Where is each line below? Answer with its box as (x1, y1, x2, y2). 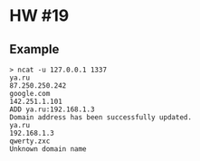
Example (9, 42, 60, 57)
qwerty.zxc (9, 137, 51, 146)
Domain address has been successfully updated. (9, 113, 193, 122)
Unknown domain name (9, 145, 88, 154)
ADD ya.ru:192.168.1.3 (9, 105, 95, 114)
